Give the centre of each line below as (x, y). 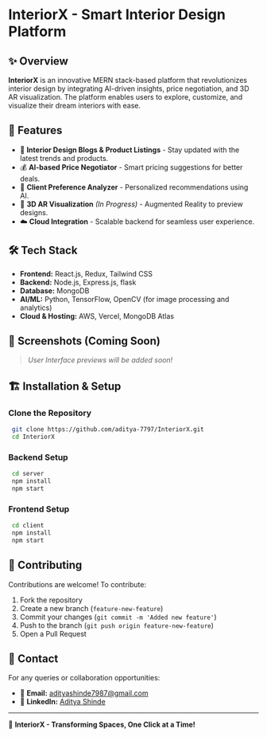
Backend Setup (39, 457)
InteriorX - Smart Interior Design (117, 15)
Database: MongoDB (54, 290)
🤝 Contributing (45, 565)
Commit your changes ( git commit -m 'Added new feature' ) (118, 617)
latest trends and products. (64, 158)
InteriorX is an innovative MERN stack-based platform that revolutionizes (128, 80)
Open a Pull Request (53, 633)
